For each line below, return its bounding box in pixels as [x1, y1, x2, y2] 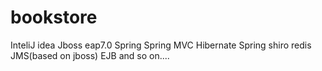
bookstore [10, 6, 98, 29]
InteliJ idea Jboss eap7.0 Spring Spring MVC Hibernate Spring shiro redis [10, 39, 312, 51]
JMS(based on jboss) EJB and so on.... [10, 49, 170, 61]
